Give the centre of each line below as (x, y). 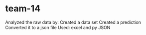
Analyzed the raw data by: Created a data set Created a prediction (73, 22)
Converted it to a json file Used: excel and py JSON (58, 27)
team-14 (23, 9)
